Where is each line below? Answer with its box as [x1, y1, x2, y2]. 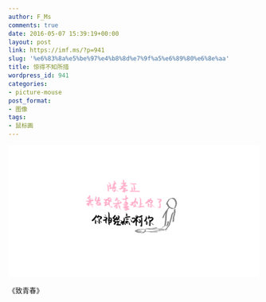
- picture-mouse [8, 88, 62, 96]
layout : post [8, 38, 52, 46]
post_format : [8, 96, 52, 105]
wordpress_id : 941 [8, 72, 69, 79]
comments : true [8, 21, 59, 29]
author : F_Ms [8, 13, 52, 21]
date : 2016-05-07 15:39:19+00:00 [8, 29, 119, 37]
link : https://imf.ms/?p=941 [8, 46, 105, 55]
